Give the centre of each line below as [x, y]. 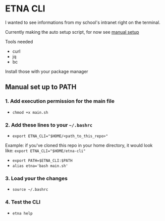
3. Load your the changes [36, 178]
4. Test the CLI [23, 202]
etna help [23, 213]
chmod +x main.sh [30, 112]
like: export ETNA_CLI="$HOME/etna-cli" [45, 150]
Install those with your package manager [47, 71]
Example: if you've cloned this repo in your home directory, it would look [79, 145]
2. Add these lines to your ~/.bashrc [49, 125]
